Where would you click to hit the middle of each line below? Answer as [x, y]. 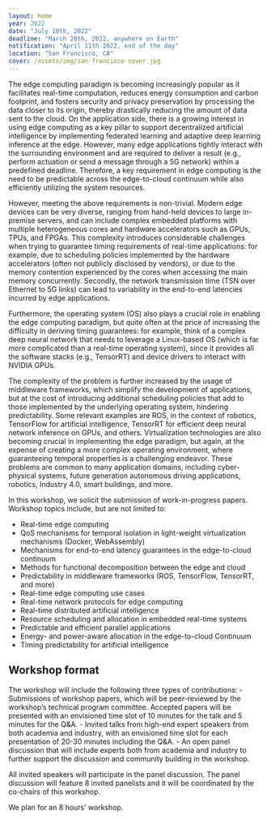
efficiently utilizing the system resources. [77, 187]
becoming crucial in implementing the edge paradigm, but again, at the [127, 441]
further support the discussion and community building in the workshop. [129, 758]
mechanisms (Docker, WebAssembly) [83, 541]
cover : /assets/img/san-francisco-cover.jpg [85, 62]
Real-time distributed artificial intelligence [89, 610]
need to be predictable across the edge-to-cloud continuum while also [126, 178]
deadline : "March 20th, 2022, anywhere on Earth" [94, 38]
